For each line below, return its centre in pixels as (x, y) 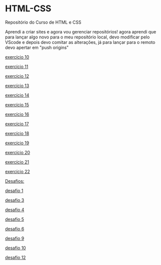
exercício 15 (17, 104)
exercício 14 (17, 95)
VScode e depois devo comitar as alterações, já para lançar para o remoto (80, 42)
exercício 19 (17, 143)
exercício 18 (17, 133)
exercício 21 (17, 162)
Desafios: (15, 181)
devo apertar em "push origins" (37, 47)
